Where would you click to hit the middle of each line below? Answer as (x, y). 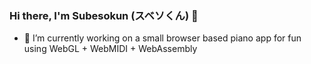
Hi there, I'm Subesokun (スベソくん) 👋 (104, 15)
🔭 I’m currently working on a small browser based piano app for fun (162, 38)
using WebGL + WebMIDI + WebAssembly (110, 49)
